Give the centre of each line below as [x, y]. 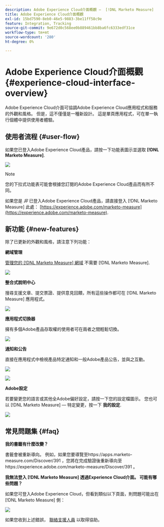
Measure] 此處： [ [23, 207]
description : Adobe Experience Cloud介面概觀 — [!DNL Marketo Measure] [80, 10]
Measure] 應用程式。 [26, 299]
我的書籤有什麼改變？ [27, 444]
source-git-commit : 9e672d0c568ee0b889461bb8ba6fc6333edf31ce [70, 28]
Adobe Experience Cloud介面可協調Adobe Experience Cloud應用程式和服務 [82, 107]
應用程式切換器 [20, 319]
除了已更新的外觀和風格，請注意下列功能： [48, 242]
